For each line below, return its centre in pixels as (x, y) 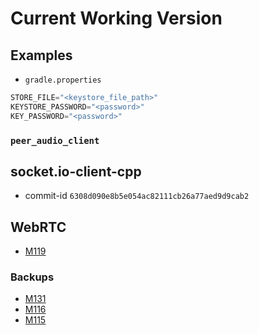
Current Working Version (116, 18)
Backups (32, 277)
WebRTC (38, 227)
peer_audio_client (55, 140)
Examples (41, 55)
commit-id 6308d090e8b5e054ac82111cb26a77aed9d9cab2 (137, 196)
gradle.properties (63, 80)
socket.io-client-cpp (76, 171)
